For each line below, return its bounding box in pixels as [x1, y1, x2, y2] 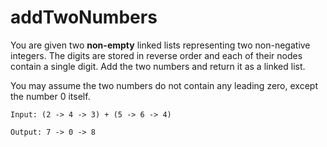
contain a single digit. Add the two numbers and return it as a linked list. [10, 60, 306, 72]
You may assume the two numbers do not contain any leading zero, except [10, 79, 318, 91]
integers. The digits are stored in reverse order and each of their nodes [10, 49, 303, 61]
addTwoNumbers [10, 6, 158, 29]
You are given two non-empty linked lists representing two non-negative [10, 39, 311, 51]
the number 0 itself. [10, 90, 91, 102]
